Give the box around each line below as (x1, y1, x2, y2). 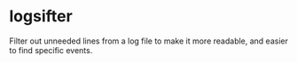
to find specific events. (9, 44, 93, 55)
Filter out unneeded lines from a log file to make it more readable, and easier (9, 35, 288, 46)
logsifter (9, 6, 73, 27)
